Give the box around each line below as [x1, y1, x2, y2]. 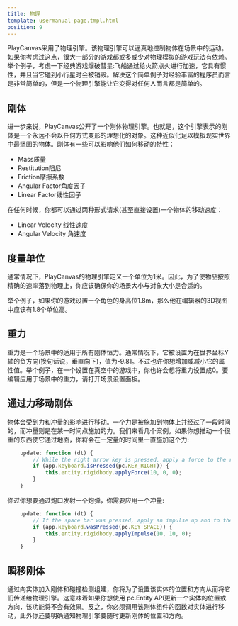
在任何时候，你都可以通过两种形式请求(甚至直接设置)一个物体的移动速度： [7, 206, 223, 214]
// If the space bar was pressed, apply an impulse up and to [33, 517, 220, 524]
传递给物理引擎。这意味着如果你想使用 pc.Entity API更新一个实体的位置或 [13, 593, 227, 602]
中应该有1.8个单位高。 [7, 306, 72, 313]
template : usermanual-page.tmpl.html [7, 17, 119, 24]
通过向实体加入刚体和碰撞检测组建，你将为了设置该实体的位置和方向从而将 [7, 584, 225, 593]
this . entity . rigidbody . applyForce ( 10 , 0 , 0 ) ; [45, 469, 182, 476]
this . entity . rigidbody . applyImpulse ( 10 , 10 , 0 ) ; [45, 530, 192, 537]
